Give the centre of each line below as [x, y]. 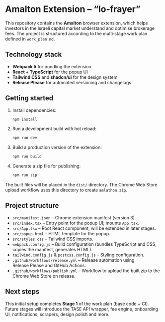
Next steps [22, 292]
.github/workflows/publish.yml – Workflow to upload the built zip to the [86, 271]
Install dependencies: [34, 110]
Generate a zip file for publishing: [46, 166]
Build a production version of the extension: [57, 148]
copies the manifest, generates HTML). [52, 249]
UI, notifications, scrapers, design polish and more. [57, 314]
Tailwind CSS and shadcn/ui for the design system [65, 77]
